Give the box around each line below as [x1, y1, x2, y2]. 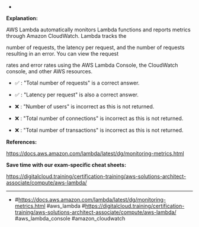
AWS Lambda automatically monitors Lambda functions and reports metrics [6, 26, 191, 33]
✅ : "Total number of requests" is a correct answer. [14, 79, 140, 86]
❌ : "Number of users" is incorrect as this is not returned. [14, 103, 155, 110]
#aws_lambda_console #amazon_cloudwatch [14, 215, 126, 222]
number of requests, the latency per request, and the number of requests [6, 44, 185, 51]
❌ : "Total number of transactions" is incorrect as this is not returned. [14, 127, 184, 134]
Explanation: [6, 15, 38, 21]
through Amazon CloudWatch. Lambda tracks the [6, 33, 127, 39]
